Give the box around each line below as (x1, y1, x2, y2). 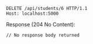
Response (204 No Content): (6, 21, 75, 28)
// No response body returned (6, 32, 80, 38)
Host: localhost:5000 (6, 11, 59, 16)
